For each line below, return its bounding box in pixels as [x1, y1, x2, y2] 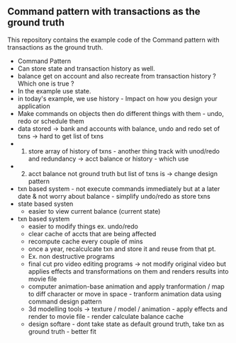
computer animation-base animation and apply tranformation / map [28, 282, 225, 291]
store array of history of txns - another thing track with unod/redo [28, 146, 220, 155]
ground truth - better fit [28, 327, 97, 335]
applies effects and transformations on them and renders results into [28, 267, 229, 275]
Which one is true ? [17, 79, 74, 88]
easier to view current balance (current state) [28, 207, 161, 215]
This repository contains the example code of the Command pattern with [7, 35, 220, 44]
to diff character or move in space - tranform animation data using [28, 289, 222, 298]
